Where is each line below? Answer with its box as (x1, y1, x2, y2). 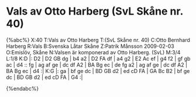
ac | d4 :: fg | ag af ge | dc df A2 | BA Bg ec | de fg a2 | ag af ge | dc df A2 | (6, 61, 188, 68)
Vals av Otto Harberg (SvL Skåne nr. (6, 5, 183, 18)
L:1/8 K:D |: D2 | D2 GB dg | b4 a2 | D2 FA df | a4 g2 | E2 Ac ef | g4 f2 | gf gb (6, 55, 191, 62)
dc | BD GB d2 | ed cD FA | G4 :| (6, 74, 83, 81)
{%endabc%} (6, 85, 39, 92)
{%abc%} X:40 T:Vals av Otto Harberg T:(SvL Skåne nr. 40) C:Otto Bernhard (6, 36, 190, 43)
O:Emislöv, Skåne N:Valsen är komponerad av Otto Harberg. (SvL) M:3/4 (6, 49, 181, 56)
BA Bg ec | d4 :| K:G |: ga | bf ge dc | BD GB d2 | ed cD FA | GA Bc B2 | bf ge (6, 67, 190, 74)
